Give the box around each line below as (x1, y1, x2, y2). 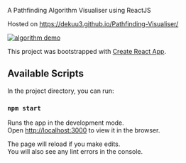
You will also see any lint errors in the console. (7, 147, 143, 156)
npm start (7, 104, 41, 112)
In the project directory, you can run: (7, 86, 114, 95)
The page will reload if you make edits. (7, 140, 121, 148)
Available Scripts (7, 67, 84, 80)
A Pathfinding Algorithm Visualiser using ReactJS (7, 6, 151, 14)
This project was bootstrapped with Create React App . (7, 47, 167, 55)
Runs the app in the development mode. (7, 118, 124, 127)
